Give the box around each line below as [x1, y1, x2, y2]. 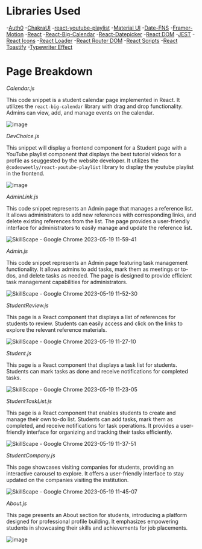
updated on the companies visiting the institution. [6, 476, 129, 483]
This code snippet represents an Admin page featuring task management [6, 259, 188, 266]
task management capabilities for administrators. [6, 278, 128, 285]
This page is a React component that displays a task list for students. [6, 361, 178, 369]
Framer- [172, 24, 193, 31]
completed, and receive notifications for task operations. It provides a [6, 422, 179, 429]
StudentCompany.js [6, 451, 55, 459]
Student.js [6, 349, 32, 357]
